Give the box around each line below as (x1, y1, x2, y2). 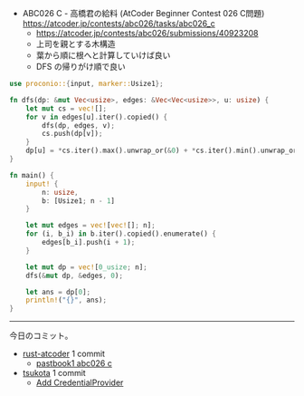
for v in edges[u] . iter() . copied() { (25, 112, 168, 121)
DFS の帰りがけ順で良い (35, 62, 126, 72)
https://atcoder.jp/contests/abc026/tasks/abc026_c (22, 18, 215, 29)
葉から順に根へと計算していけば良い (35, 50, 171, 61)
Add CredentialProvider (35, 377, 124, 388)
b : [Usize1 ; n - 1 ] (42, 196, 116, 206)
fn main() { (9, 170, 54, 179)
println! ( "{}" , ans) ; (25, 295, 107, 305)
